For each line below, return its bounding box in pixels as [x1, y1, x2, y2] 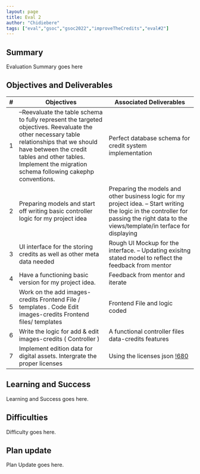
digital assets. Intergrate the [18, 351, 97, 360]
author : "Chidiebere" [6, 20, 60, 26]
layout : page [6, 8, 39, 15]
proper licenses [18, 359, 62, 368]
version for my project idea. [18, 278, 96, 286]
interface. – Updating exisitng [108, 246, 191, 255]
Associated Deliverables [114, 98, 186, 106]
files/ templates [18, 318, 62, 326]
